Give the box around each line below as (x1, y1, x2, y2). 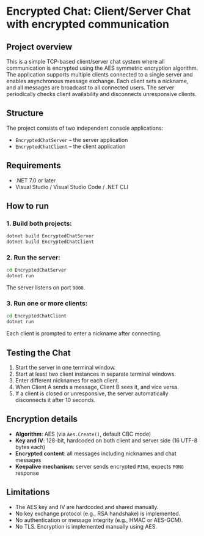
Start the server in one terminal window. (15, 363, 116, 371)
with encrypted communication (6, 17, 170, 31)
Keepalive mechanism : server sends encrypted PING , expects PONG (15, 463, 184, 470)
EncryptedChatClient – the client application (15, 143, 126, 150)
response (15, 469, 40, 477)
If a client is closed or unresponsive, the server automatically (15, 390, 169, 397)
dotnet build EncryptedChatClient (6, 239, 95, 245)
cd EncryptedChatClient (6, 313, 67, 319)
